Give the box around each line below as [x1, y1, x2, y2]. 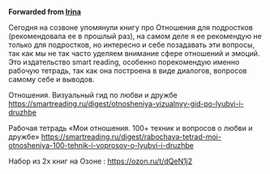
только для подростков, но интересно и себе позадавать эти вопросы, [8, 40, 255, 50]
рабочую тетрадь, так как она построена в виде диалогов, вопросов [8, 66, 247, 76]
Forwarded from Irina [8, 7, 81, 16]
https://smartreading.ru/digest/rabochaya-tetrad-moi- [41, 132, 221, 141]
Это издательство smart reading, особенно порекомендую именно [8, 57, 240, 67]
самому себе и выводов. [8, 75, 95, 84]
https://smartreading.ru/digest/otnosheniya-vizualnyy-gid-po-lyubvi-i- [8, 99, 245, 108]
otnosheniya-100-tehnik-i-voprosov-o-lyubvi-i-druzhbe [8, 141, 195, 150]
